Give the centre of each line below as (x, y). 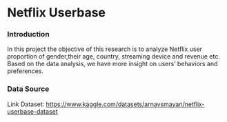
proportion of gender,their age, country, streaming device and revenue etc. (114, 57)
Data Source (28, 89)
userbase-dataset (32, 111)
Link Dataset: (26, 104)
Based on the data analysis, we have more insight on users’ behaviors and (112, 64)
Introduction (28, 34)
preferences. (25, 71)
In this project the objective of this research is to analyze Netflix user (105, 49)
